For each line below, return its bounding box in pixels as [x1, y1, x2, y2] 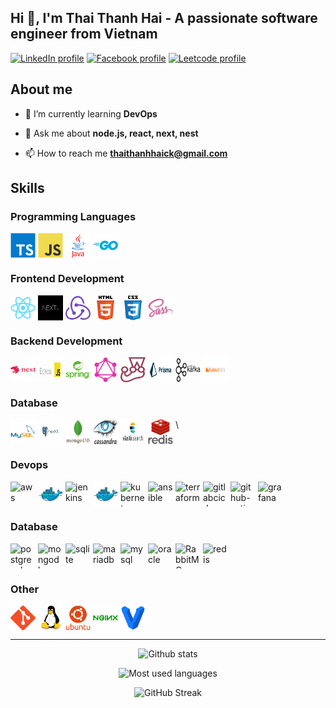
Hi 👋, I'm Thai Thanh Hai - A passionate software [10, 10, 318, 27]
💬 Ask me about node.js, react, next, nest [24, 127, 199, 139]
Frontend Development [10, 272, 125, 286]
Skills [10, 180, 45, 197]
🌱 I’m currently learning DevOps [24, 107, 158, 120]
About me [10, 81, 73, 98]
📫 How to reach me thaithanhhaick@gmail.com [24, 147, 228, 159]
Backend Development [10, 334, 123, 348]
